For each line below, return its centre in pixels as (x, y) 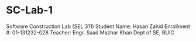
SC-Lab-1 (30, 10)
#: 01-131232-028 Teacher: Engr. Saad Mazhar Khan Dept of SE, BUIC (90, 32)
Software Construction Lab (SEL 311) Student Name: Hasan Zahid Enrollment (98, 26)
